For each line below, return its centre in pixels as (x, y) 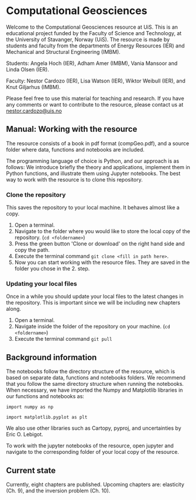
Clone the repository (36, 194)
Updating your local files (42, 283)
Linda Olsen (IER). (28, 69)
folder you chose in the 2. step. (52, 269)
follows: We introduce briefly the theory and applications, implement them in (98, 167)
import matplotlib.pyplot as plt (47, 417)
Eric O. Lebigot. (25, 434)
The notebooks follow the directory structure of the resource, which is (91, 371)
